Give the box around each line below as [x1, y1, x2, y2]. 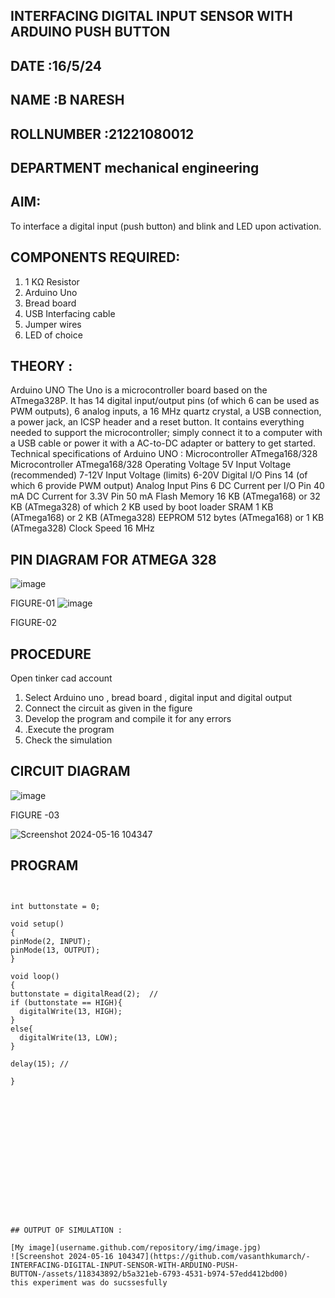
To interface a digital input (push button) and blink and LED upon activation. [10, 220, 322, 232]
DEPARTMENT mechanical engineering [10, 159, 260, 176]
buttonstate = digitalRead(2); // [10, 989, 159, 999]
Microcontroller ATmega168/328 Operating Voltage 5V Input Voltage [10, 459, 292, 471]
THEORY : [10, 357, 73, 374]
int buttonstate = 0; [10, 901, 101, 911]
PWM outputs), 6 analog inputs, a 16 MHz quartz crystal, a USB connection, [10, 405, 322, 418]
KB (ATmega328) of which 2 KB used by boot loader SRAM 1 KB [10, 501, 274, 513]
